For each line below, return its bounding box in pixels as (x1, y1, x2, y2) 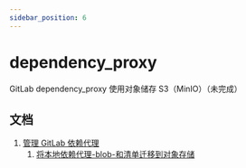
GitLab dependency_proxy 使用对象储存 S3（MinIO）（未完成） (9, 83, 242, 94)
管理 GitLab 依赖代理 (22, 137, 99, 149)
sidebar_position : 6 (9, 13, 88, 23)
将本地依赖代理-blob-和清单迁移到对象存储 (35, 149, 195, 160)
